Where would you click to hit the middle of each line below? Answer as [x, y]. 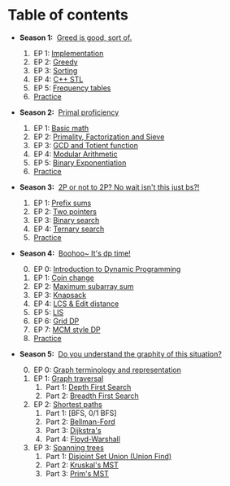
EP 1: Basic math [61, 128]
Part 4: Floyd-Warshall [83, 439]
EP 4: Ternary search [69, 229]
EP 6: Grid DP [56, 321]
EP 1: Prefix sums [63, 203]
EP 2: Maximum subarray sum [84, 286]
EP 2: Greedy [56, 62]
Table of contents [68, 15]
